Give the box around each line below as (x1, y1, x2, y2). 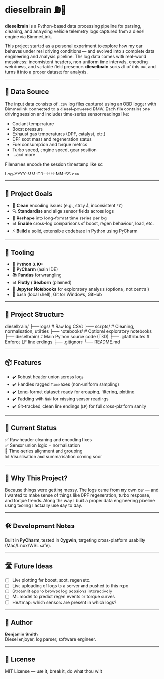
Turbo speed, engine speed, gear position (12, 147, 97, 153)
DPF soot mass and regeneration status (12, 136, 92, 142)
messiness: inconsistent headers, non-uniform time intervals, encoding (5, 59, 148, 65)
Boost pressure (12, 126, 43, 131)
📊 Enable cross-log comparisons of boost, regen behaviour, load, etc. (12, 220, 154, 226)
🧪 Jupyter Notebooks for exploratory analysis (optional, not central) (12, 286, 150, 292)
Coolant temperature (12, 120, 54, 127)
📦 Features (5, 358, 41, 367)
